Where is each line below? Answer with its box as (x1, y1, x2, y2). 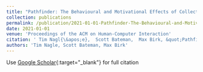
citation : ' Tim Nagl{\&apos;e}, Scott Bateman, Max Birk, (6, 37, 164, 43)
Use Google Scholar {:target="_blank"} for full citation (6, 58, 139, 66)
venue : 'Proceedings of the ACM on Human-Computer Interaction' (6, 31, 172, 37)
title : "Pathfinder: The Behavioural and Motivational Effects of (6, 8, 177, 15)
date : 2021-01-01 (6, 25, 50, 32)
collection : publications (6, 14, 71, 20)
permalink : (6, 20, 34, 26)
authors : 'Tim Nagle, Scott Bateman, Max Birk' (6, 43, 129, 49)
